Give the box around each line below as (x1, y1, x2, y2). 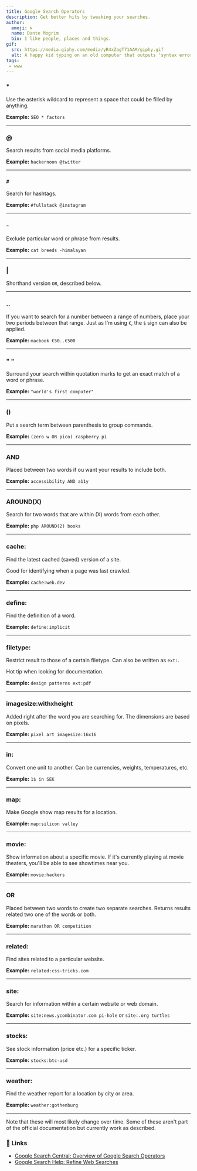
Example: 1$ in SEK (6, 775, 55, 782)
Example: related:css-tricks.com (6, 967, 89, 974)
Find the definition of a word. (6, 612, 76, 619)
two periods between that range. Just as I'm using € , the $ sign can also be (6, 319, 187, 326)
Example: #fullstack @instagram (6, 202, 86, 209)
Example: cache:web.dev (6, 578, 66, 585)
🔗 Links (6, 1139, 28, 1147)
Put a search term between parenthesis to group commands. (6, 421, 153, 428)
